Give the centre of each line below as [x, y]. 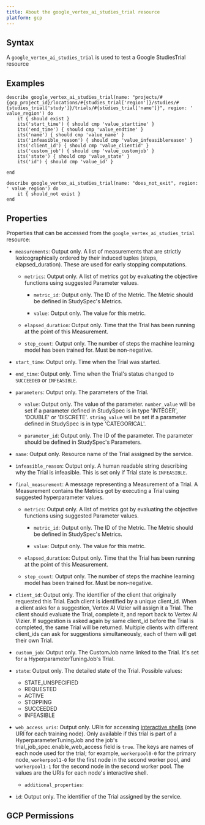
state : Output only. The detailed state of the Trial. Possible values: [99, 670]
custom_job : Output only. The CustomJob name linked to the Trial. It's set [107, 652]
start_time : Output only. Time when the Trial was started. [88, 362]
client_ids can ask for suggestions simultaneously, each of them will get [106, 633]
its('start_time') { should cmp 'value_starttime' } [86, 124]
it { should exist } [43, 119]
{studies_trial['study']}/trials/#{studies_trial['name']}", [86, 108]
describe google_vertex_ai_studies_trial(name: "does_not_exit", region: [102, 184]
